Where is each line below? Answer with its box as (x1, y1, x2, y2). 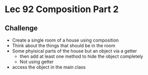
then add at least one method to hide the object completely (19, 53, 143, 59)
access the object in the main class (12, 64, 86, 70)
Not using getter (19, 59, 54, 64)
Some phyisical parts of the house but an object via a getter (12, 48, 137, 54)
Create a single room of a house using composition (12, 37, 119, 43)
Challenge (5, 24, 38, 32)
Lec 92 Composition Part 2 (5, 4, 119, 15)
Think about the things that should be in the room (12, 43, 116, 49)
